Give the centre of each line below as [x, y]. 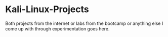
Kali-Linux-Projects [47, 9]
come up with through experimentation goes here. [57, 28]
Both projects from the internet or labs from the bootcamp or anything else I [84, 23]
